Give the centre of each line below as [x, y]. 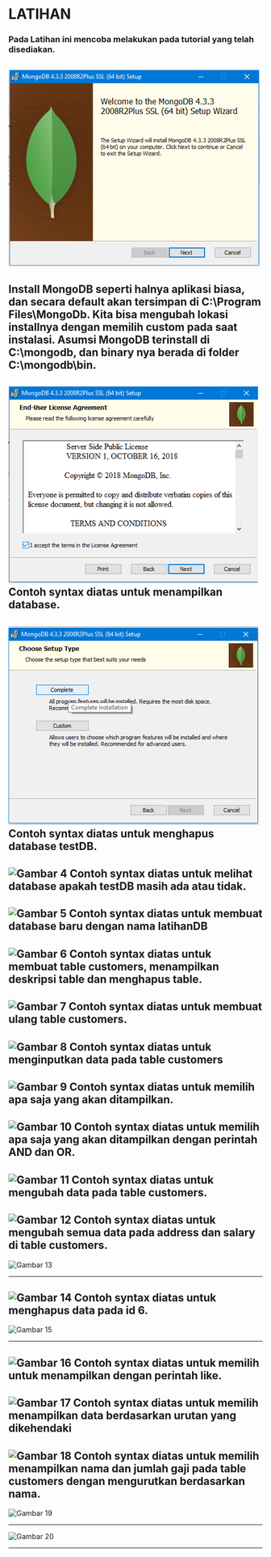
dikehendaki [40, 1428]
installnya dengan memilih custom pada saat [123, 327]
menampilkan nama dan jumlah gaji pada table [127, 1468]
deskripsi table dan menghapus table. [106, 979]
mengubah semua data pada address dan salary [132, 1233]
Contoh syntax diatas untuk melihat [161, 874]
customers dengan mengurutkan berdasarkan [127, 1481]
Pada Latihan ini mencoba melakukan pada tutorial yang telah [131, 40]
